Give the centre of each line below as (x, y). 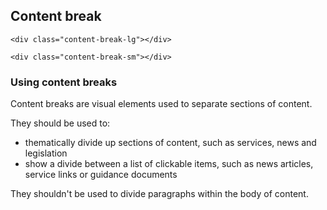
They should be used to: (60, 123)
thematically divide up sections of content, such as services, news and (170, 143)
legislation (46, 153)
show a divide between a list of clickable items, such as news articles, (169, 164)
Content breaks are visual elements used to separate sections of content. (161, 104)
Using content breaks (64, 82)
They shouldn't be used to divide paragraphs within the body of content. (159, 194)
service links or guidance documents (101, 175)
